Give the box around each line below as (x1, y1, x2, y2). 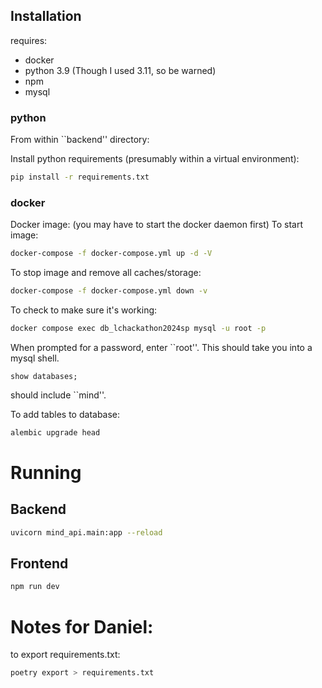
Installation (10, 8, 82, 25)
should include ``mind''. (10, 389, 107, 401)
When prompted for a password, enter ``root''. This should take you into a (10, 341, 313, 353)
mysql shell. (10, 352, 60, 364)
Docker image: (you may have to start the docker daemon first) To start (10, 219, 304, 231)
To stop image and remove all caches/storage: (10, 267, 202, 279)
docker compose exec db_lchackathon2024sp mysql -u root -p (10, 324, 267, 334)
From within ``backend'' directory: (10, 134, 150, 146)
